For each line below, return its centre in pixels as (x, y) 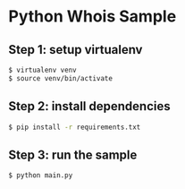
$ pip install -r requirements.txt (75, 127)
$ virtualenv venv (42, 70)
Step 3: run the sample (73, 155)
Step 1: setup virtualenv (76, 50)
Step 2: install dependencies (89, 106)
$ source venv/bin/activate (61, 78)
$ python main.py (41, 176)
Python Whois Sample (92, 17)
